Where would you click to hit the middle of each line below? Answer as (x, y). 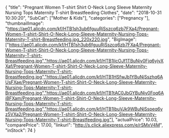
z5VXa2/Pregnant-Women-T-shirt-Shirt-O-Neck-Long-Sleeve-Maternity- (81, 114)
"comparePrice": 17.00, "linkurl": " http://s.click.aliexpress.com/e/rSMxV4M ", (84, 125)
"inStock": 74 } (21, 130)
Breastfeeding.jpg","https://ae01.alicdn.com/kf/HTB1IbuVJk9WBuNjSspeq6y (84, 109)
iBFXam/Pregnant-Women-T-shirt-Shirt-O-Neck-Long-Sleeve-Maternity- (81, 98)
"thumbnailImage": (25, 23)
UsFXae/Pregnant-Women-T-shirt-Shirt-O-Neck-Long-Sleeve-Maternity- (81, 82)
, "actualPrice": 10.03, (135, 120)
